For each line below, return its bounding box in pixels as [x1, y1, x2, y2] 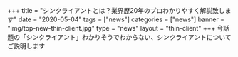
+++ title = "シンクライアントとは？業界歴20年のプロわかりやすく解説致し [7, 6, 226, 14]
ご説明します [7, 42, 45, 50]
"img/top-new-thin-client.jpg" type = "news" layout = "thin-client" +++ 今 [7, 24, 224, 32]
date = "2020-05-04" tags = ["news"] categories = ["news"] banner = [18, 15, 225, 24]
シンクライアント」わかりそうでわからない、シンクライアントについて [26, 33, 232, 41]
